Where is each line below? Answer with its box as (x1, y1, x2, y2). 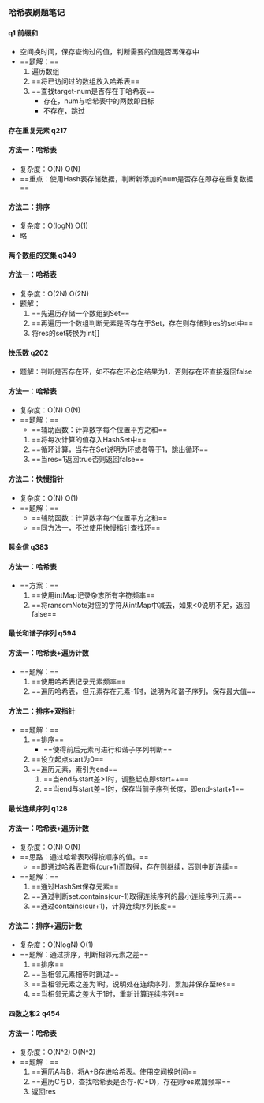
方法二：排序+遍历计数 (8, 921, 83, 930)
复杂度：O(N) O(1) (19, 493, 79, 502)
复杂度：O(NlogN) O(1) (19, 940, 94, 949)
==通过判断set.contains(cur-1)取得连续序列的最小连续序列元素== (31, 892, 243, 901)
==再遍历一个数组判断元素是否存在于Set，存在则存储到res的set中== (31, 318, 254, 328)
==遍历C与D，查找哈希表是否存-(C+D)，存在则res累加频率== (31, 1077, 231, 1086)
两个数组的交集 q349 (8, 250, 76, 259)
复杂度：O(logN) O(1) (19, 221, 89, 230)
